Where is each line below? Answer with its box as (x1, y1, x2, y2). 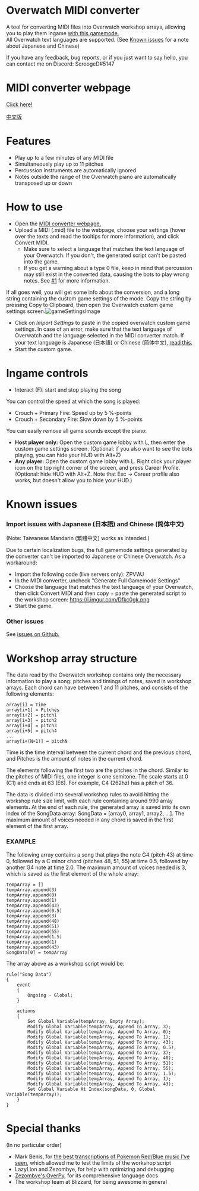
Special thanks (6, 1121, 81, 1135)
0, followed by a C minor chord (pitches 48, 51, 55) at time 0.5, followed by (6, 857, 188, 864)
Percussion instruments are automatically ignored (14, 166, 137, 173)
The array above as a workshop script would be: (6, 960, 125, 967)
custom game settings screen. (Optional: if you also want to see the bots (14, 445, 192, 452)
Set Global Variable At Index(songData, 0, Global (27, 1086, 156, 1092)
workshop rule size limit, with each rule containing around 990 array (6, 797, 173, 805)
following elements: (6, 690, 55, 697)
